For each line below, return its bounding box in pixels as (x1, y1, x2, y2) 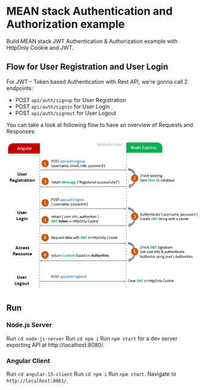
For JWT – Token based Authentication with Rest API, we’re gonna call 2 (6, 78, 188, 85)
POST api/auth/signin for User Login (15, 103, 110, 110)
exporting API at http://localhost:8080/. (6, 341, 105, 348)
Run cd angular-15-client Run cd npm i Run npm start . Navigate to (6, 370, 177, 378)
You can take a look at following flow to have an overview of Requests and (6, 121, 194, 128)
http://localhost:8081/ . (6, 377, 68, 384)
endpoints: (6, 84, 34, 92)
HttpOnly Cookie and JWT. (6, 44, 74, 51)
